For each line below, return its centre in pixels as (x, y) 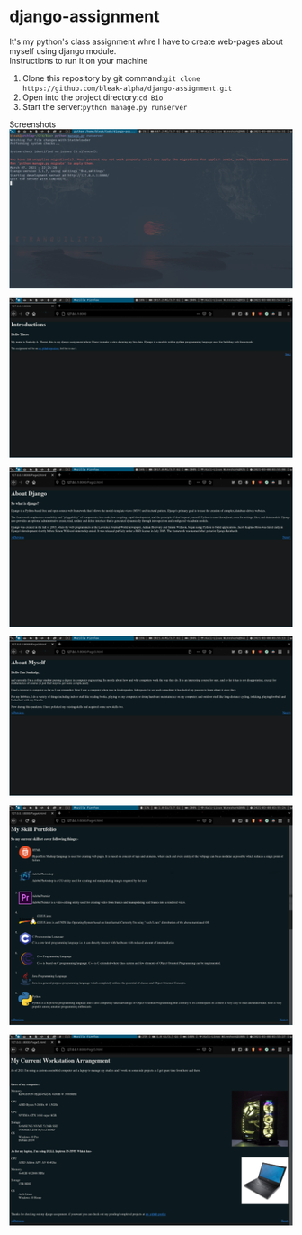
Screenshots (33, 124)
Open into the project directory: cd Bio (93, 97)
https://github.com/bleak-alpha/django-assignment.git (127, 88)
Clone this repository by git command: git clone (111, 78)
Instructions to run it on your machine (79, 60)
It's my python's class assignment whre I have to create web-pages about (146, 41)
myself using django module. (63, 50)
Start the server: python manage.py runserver (105, 106)
